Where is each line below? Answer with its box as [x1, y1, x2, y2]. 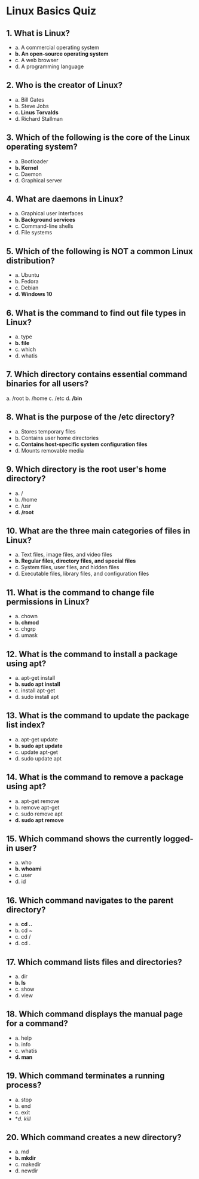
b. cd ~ [14, 927, 33, 934]
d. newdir [14, 1167, 38, 1174]
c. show [14, 985, 35, 992]
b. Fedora [14, 278, 39, 285]
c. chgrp [14, 625, 36, 633]
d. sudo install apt [14, 693, 59, 700]
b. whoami [14, 865, 42, 872]
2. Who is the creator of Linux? [6, 80, 123, 90]
